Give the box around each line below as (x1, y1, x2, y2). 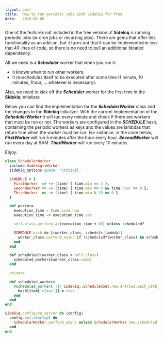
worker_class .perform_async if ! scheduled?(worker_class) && (17, 235, 145, 239)
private (9, 271, 25, 276)
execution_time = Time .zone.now (14, 208, 79, 213)
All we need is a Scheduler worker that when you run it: (5, 60, 116, 66)
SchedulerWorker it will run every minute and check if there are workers (5, 114, 150, 120)
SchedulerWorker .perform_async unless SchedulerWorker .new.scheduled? (14, 320, 160, 325)
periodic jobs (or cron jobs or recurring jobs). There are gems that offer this (5, 35, 156, 40)
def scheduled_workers (9, 279, 55, 284)
